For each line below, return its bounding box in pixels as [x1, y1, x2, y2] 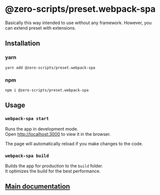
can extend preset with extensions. [5, 25, 76, 31]
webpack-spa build [5, 153, 49, 159]
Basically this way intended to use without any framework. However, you [5, 20, 152, 26]
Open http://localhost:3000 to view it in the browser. [5, 131, 111, 137]
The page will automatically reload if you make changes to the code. [5, 140, 143, 146]
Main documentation [5, 182, 70, 191]
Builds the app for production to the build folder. [5, 162, 104, 168]
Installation [5, 39, 40, 48]
